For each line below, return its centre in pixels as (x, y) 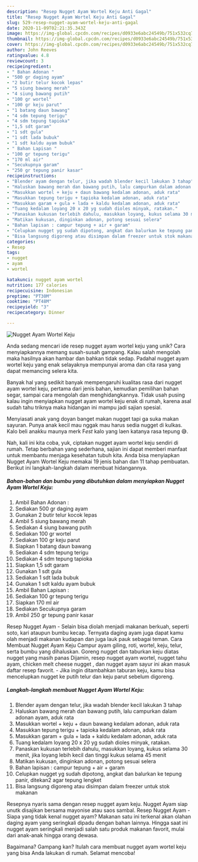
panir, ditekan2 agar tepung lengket (58, 780)
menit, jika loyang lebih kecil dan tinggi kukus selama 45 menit (91, 755)
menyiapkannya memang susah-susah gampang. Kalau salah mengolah (94, 352)
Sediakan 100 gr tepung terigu (52, 596)
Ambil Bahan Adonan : (42, 502)
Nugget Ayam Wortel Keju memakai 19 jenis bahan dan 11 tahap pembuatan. (98, 461)
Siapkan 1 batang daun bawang (53, 546)
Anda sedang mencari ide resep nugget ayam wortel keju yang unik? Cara (96, 346)
